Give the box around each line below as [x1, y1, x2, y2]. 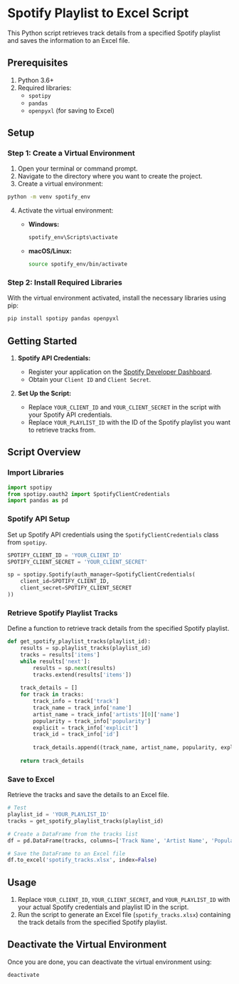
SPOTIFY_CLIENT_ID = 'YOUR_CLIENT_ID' [7, 552, 122, 559]
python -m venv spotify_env [7, 193, 91, 201]
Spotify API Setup [7, 514, 70, 524]
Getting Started [7, 335, 78, 347]
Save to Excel [7, 774, 55, 784]
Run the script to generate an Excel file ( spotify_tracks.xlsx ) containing [17, 911, 231, 919]
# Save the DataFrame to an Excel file [7, 850, 126, 857]
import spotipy [7, 484, 53, 491]
